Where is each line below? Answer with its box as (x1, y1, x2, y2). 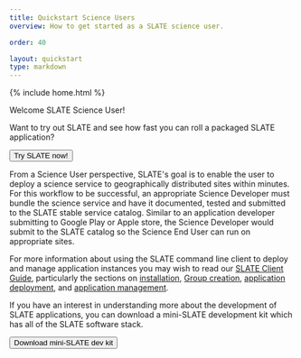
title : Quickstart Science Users (9, 13, 136, 23)
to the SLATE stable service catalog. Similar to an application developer (9, 207, 276, 218)
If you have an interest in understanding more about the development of (9, 299, 277, 311)
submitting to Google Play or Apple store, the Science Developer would (9, 217, 274, 228)
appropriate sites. (9, 236, 75, 247)
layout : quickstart (9, 54, 83, 63)
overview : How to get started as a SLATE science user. (9, 22, 224, 31)
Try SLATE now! (14, 151, 69, 161)
